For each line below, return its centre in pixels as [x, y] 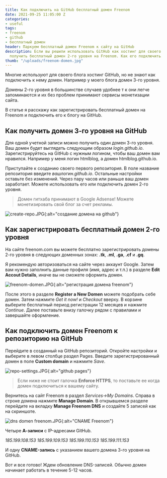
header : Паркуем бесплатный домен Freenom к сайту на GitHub [70, 47]
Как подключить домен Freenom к [62, 331]
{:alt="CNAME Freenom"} [87, 421]
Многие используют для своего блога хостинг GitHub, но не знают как [80, 75]
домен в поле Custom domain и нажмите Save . [55, 361]
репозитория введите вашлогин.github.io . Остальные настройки [74, 174]
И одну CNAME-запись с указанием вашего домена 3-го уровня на [78, 450]
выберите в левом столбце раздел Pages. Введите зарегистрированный [82, 356]
